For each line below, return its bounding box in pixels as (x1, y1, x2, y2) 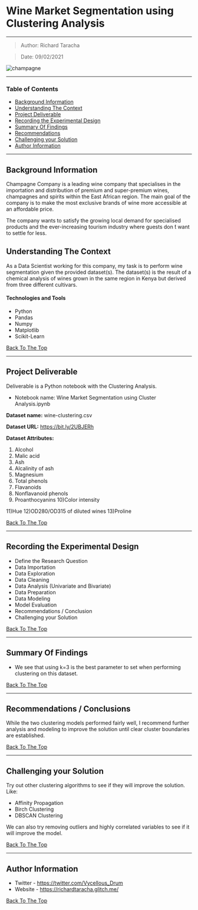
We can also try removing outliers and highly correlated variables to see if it (6, 823, 190, 830)
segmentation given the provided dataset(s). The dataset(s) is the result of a (6, 269, 192, 276)
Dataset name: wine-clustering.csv (6, 411, 93, 418)
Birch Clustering (14, 806, 54, 813)
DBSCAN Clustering (14, 812, 63, 819)
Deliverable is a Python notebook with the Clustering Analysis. (6, 382, 157, 389)
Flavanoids (14, 483, 41, 490)
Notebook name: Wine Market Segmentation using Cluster (14, 394, 156, 401)
